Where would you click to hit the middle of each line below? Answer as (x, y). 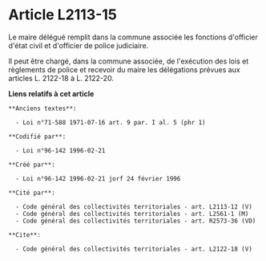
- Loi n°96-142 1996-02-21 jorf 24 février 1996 (98, 178)
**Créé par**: (32, 165)
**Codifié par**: (37, 137)
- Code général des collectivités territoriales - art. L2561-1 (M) (132, 214)
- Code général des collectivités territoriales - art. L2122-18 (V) (134, 249)
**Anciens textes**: (43, 108)
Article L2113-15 (63, 15)
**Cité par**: (32, 193)
